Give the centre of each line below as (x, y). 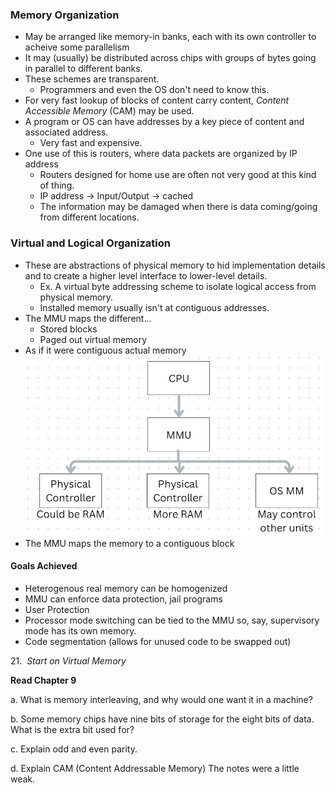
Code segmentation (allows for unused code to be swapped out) (158, 642)
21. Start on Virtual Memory (68, 661)
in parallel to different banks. (83, 69)
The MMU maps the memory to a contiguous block (129, 543)
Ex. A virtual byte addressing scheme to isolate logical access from (178, 286)
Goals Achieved (44, 566)
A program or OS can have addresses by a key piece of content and (164, 122)
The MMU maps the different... (88, 318)
